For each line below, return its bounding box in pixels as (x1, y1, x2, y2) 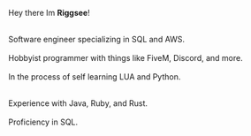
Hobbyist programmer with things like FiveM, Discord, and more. (8, 53, 244, 63)
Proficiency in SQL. (8, 117, 79, 127)
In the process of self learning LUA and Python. (8, 72, 181, 82)
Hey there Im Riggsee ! (8, 8, 90, 18)
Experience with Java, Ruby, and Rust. (8, 98, 148, 109)
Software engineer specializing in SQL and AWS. (8, 34, 186, 44)
